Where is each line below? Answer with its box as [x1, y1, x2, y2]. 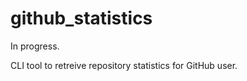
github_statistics [10, 7, 153, 30]
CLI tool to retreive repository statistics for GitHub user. [10, 59, 238, 71]
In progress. [10, 40, 60, 52]
